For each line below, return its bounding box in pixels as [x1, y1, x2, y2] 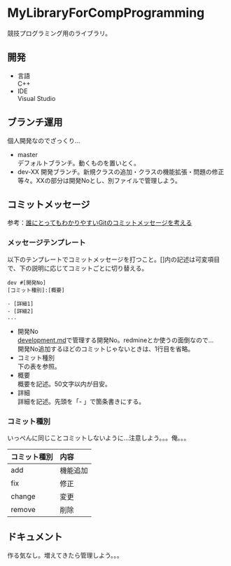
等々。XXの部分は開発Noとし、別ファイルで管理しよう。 [17, 176, 181, 184]
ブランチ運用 [7, 116, 63, 128]
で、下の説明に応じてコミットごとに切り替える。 [7, 264, 148, 272]
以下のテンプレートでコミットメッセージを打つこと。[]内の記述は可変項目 [7, 255, 220, 264]
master [17, 150, 38, 159]
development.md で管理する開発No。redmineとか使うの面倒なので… [17, 335, 214, 344]
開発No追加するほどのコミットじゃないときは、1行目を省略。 [17, 344, 195, 353]
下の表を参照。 [17, 362, 61, 370]
